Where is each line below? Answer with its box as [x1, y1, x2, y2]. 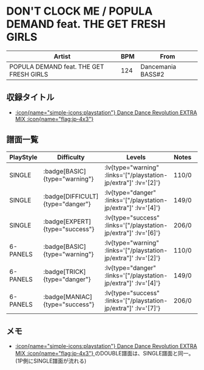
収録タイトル [6, 92, 55, 103]
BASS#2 [140, 70, 165, 79]
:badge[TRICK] [43, 267, 86, 276]
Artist [53, 52, 71, 60]
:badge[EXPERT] [43, 217, 92, 226]
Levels [126, 153, 146, 161]
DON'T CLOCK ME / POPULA [6, 4, 153, 18]
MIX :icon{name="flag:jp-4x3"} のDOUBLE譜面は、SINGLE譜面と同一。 [15, 350, 194, 357]
